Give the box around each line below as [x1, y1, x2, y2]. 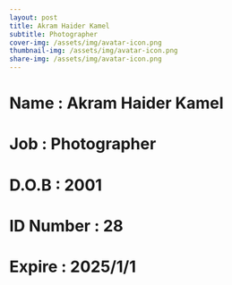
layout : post [9, 13, 58, 22]
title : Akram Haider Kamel [9, 21, 110, 30]
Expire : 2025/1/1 [9, 256, 136, 277]
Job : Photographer [9, 134, 157, 155]
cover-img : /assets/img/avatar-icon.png [9, 38, 163, 47]
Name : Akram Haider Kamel [9, 93, 224, 113]
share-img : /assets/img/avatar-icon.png [9, 54, 163, 63]
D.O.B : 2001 [9, 175, 103, 195]
